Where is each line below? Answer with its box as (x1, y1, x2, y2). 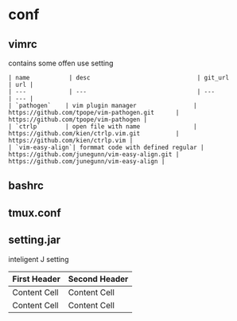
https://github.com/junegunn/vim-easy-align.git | (8, 151, 180, 159)
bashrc (8, 179, 44, 193)
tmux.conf (8, 206, 61, 220)
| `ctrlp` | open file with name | (8, 123, 197, 131)
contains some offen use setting (8, 58, 114, 68)
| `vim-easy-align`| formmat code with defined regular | (8, 143, 204, 151)
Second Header (68, 273, 129, 284)
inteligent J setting (8, 254, 69, 264)
